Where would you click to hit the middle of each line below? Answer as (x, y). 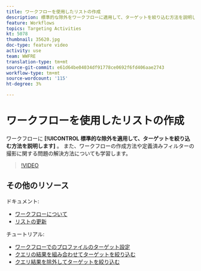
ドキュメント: (23, 201)
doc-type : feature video (37, 45)
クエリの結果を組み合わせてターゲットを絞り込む (75, 254)
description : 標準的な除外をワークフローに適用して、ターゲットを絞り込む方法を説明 (99, 17)
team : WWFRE (21, 56)
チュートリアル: (25, 234)
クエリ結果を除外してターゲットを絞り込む (67, 261)
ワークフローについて (41, 214)
